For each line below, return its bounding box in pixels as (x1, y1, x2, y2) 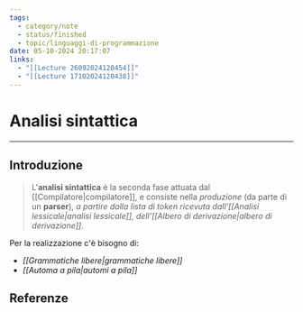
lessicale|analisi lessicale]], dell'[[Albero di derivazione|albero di (31, 210, 272, 221)
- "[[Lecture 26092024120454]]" (17, 64, 140, 73)
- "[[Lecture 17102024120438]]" (17, 72, 140, 81)
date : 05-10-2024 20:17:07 (9, 47, 111, 56)
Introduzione (9, 158, 84, 173)
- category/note (17, 22, 78, 31)
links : (9, 55, 34, 64)
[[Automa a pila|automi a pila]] (22, 264, 138, 275)
